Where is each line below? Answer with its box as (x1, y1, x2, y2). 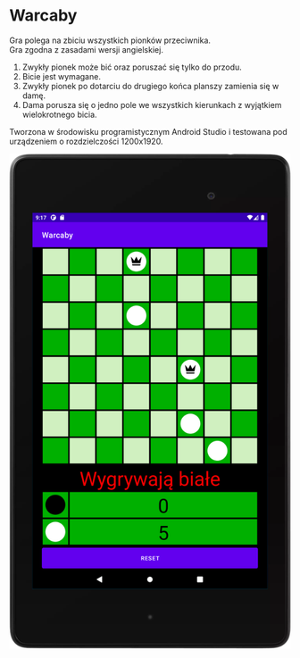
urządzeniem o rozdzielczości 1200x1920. (9, 136, 163, 146)
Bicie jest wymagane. (21, 71, 101, 81)
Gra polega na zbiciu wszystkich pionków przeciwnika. (9, 35, 212, 46)
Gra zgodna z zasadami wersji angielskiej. (9, 44, 163, 54)
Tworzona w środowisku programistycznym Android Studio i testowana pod (9, 126, 287, 137)
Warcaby (9, 5, 78, 26)
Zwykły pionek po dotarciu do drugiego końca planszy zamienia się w (21, 80, 279, 91)
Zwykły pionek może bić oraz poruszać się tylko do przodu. (21, 62, 243, 72)
